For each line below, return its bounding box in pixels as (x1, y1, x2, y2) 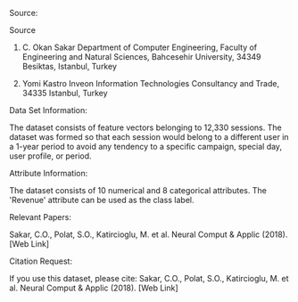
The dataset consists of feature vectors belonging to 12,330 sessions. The (9, 122, 283, 133)
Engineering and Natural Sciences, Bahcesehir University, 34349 (21, 52, 261, 61)
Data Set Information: (9, 105, 87, 115)
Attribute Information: (9, 168, 88, 178)
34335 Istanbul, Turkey (21, 88, 109, 98)
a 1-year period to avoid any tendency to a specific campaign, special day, (9, 142, 283, 151)
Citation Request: (9, 256, 73, 266)
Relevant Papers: (9, 212, 71, 222)
